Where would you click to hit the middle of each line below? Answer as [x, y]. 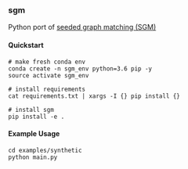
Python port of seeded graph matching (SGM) [82, 27]
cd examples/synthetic [45, 150]
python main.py [33, 157]
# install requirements [47, 89]
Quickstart [26, 45]
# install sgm [31, 110]
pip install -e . [36, 117]
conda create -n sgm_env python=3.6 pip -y [80, 68]
